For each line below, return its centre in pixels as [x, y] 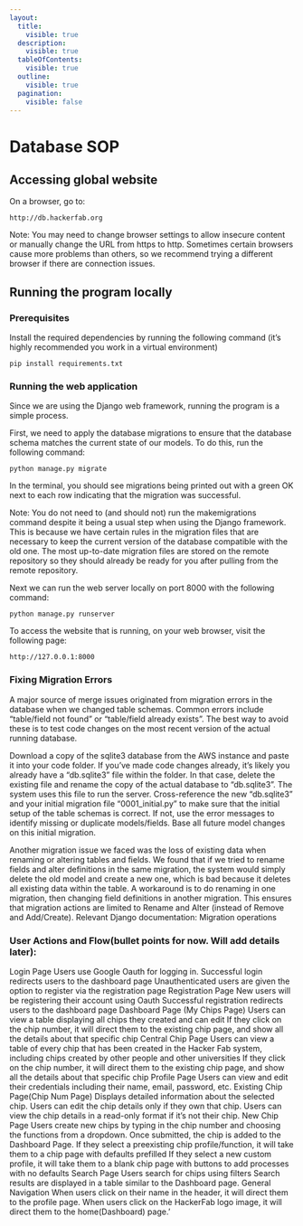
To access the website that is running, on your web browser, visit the [137, 631]
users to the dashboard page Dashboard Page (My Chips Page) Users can [148, 1010]
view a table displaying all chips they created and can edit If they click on [146, 1019]
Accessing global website [84, 179]
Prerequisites [39, 317]
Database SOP [65, 146]
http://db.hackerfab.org [56, 218]
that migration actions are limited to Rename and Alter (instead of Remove [147, 907]
